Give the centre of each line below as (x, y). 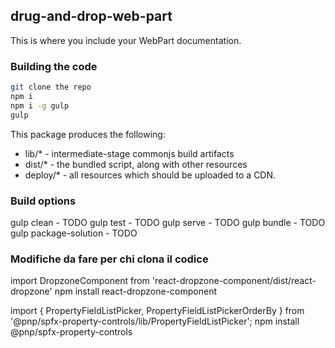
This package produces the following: (88, 134)
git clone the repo (51, 87)
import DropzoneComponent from (80, 281)
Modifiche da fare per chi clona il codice (109, 259)
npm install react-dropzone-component (135, 291)
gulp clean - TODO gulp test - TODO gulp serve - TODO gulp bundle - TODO (168, 222)
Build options (43, 201)
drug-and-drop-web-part (91, 16)
